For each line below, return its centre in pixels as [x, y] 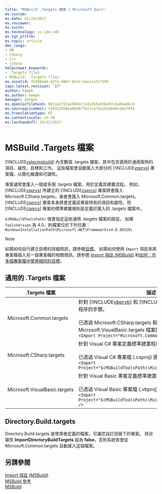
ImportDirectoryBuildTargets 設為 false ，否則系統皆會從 [71, 440]
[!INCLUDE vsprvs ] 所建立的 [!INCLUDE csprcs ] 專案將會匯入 [64, 191]
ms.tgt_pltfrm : [20, 37]
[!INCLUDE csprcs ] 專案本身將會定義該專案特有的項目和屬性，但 [68, 203]
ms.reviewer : [18, 23]
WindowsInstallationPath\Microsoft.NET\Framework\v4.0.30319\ [69, 230]
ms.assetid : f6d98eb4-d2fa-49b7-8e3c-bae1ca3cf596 [57, 81]
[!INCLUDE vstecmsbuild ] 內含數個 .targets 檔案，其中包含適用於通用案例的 [79, 162]
